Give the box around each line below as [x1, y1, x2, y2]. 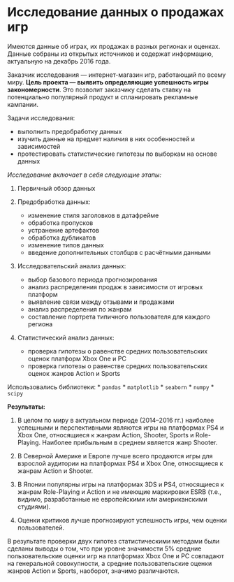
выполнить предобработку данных [17, 127, 122, 136]
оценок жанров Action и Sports [27, 369, 121, 377]
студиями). [17, 502, 51, 511]
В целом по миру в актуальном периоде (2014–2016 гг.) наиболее [17, 416, 214, 424]
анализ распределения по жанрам [27, 305, 132, 313]
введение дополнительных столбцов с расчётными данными [27, 248, 211, 256]
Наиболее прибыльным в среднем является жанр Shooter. [41, 438, 218, 446]
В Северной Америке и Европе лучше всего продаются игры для [17, 451, 213, 460]
